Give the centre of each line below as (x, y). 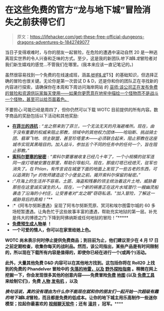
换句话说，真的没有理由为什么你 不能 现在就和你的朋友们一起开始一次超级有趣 (82, 291)
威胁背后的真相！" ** (32, 199)
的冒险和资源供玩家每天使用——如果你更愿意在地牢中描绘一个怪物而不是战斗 (82, 93)
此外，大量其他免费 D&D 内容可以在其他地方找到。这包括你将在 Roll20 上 (78, 263)
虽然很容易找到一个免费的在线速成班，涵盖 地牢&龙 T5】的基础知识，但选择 (80, 75)
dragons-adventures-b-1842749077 (53, 42)
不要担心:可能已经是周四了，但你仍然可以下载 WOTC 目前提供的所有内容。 (80, 109)
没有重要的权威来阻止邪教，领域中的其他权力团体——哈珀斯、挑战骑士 (87, 132)
